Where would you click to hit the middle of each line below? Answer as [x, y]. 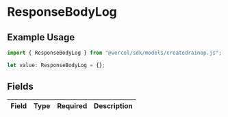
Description [113, 105]
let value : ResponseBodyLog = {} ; [56, 65]
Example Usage [41, 37]
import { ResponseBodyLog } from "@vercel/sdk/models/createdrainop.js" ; [115, 53]
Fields [21, 87]
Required [72, 105]
